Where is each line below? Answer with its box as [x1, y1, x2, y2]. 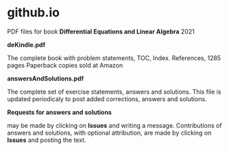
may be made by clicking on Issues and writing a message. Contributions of [7, 121, 222, 129]
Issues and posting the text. [7, 135, 86, 144]
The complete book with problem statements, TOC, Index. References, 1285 [7, 53, 221, 62]
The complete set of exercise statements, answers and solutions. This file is [7, 87, 221, 96]
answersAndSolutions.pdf [7, 74, 84, 83]
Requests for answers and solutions [7, 108, 112, 116]
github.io [7, 5, 60, 20]
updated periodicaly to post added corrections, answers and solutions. [7, 94, 207, 103]
